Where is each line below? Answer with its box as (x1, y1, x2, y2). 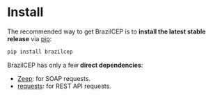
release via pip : (7, 34, 52, 43)
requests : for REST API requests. (17, 82, 111, 90)
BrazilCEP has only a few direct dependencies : (7, 61, 143, 69)
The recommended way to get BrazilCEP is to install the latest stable (7, 27, 206, 36)
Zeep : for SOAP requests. (17, 74, 91, 82)
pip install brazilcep (7, 48, 73, 55)
